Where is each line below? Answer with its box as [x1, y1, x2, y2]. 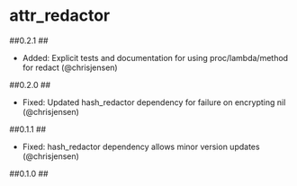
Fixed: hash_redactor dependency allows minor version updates [22, 141, 260, 152]
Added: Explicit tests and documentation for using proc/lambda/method [22, 52, 289, 63]
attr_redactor [9, 5, 111, 26]
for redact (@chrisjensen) [22, 62, 119, 73]
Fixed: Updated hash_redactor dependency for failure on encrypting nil [22, 96, 286, 108]
